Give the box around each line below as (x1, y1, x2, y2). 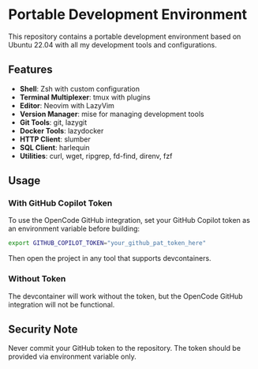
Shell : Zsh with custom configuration (19, 84, 140, 93)
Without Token (8, 273, 66, 284)
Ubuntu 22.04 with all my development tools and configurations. (8, 40, 217, 49)
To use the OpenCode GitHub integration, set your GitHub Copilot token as (8, 216, 251, 225)
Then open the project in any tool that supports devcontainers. (8, 254, 211, 263)
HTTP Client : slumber (19, 134, 91, 144)
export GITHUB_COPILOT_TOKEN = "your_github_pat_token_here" (8, 239, 207, 247)
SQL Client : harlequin (19, 142, 90, 152)
